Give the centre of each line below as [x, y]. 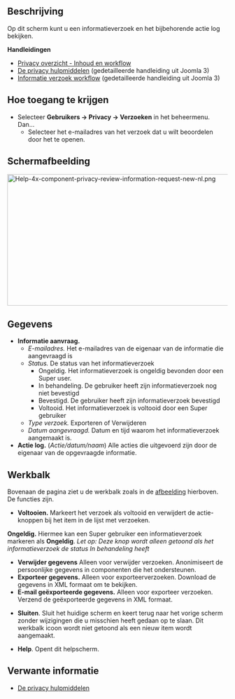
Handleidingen [29, 49]
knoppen [30, 520]
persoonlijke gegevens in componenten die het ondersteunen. [107, 570]
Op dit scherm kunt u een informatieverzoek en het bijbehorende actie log [114, 28]
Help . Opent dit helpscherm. [58, 649]
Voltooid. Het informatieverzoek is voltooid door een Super [123, 408]
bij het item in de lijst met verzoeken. [97, 520]
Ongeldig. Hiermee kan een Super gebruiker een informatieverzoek [105, 534]
